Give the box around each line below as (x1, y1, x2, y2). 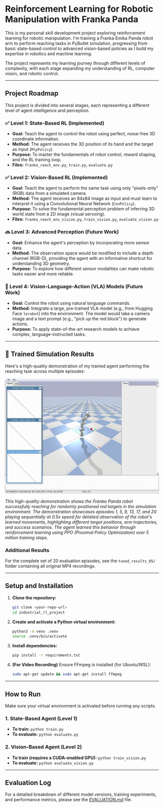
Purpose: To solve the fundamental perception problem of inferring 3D (12, 206, 155, 212)
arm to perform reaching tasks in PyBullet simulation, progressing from (5, 40, 148, 46)
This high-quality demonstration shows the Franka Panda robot (5, 498, 133, 504)
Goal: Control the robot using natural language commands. (12, 300, 131, 306)
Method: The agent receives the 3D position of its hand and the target (12, 141, 154, 147)
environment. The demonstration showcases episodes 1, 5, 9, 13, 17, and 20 (5, 509, 157, 514)
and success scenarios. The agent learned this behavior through (5, 524, 136, 530)
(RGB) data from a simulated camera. (12, 191, 87, 196)
